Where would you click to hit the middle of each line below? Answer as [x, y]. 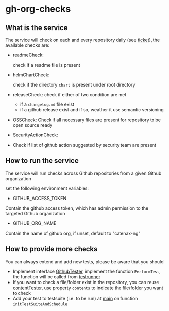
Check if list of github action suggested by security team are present [84, 145]
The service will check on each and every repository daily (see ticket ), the [83, 40]
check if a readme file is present [46, 65]
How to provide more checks [52, 249]
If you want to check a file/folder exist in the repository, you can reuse [86, 282]
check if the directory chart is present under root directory [74, 85]
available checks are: [27, 45]
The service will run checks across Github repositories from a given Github [83, 173]
